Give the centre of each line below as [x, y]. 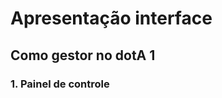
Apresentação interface [111, 18]
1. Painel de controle [60, 84]
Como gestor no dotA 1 [83, 55]
